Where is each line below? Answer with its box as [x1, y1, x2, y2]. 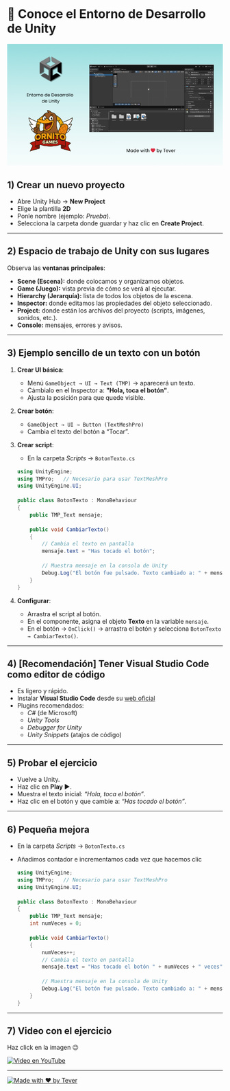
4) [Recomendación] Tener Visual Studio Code [7, 657, 209, 669]
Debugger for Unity [27, 723, 82, 732]
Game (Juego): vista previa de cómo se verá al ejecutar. [16, 284, 177, 293]
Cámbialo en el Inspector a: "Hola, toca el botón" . [27, 386, 169, 394]
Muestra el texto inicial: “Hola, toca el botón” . [16, 790, 146, 798]
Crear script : [16, 440, 54, 449]
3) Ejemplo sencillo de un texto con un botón [7, 347, 201, 359]
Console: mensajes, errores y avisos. [16, 321, 123, 329]
